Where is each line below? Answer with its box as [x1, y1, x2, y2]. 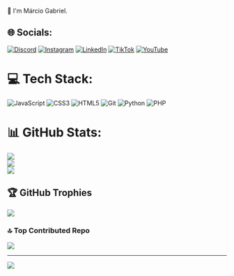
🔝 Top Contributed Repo [7, 226, 91, 236]
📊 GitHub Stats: [7, 124, 102, 140]
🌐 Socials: [7, 26, 53, 38]
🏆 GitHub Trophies [7, 187, 93, 199]
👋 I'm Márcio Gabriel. [7, 7, 68, 15]
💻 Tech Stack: [7, 71, 93, 86]
